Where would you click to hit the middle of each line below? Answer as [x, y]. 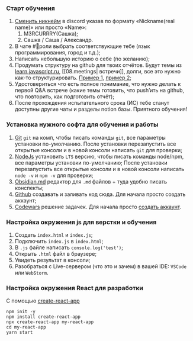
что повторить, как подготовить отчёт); [64, 96]
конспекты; [29, 188]
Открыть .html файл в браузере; [55, 253]
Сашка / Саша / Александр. [58, 40]
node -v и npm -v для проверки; [54, 175]
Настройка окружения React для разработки [75, 288]
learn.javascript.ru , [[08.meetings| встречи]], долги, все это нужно [98, 72]
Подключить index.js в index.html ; [59, 241]
